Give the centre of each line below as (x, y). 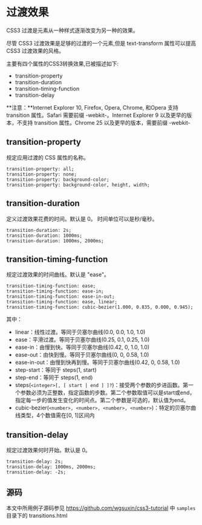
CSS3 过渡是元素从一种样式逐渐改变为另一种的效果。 (72, 30)
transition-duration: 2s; (39, 230)
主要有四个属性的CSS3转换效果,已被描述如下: (63, 64)
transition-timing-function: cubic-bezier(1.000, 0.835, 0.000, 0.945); (100, 307)
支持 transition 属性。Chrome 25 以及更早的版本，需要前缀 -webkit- (106, 122)
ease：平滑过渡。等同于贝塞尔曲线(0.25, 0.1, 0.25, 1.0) (82, 340)
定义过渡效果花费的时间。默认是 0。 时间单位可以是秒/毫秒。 (82, 219)
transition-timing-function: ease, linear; (62, 302)
